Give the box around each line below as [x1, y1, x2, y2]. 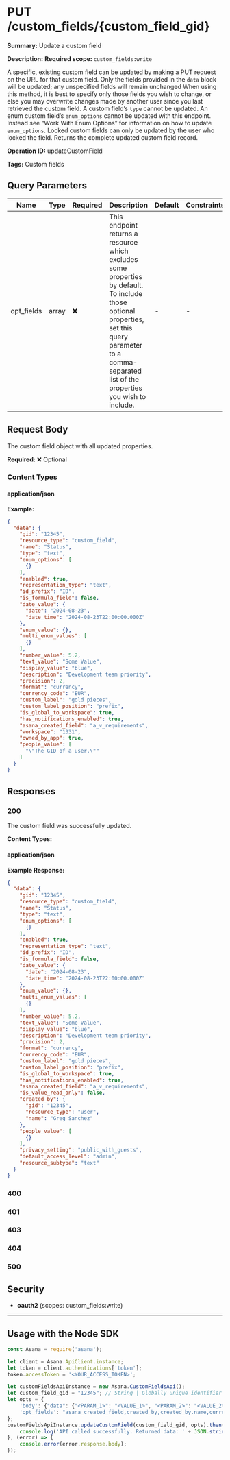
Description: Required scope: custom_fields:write [7, 54, 153, 62]
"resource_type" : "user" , [25, 1108, 99, 1116]
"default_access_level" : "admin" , [19, 1153, 118, 1160]
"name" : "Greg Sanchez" [25, 1115, 94, 1121]
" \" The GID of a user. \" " [25, 748, 99, 755]
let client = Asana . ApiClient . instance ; [7, 1358, 125, 1365]
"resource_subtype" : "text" [19, 1160, 99, 1167]
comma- [109, 357, 138, 367]
